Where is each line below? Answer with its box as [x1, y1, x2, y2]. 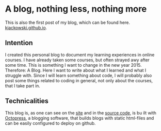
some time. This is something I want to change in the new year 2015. [5, 62, 142, 68]
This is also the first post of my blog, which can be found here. [5, 19, 130, 25]
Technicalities [5, 97, 48, 105]
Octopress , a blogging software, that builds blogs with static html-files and [5, 115, 154, 121]
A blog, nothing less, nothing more [5, 3, 147, 15]
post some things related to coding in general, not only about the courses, [5, 77, 153, 83]
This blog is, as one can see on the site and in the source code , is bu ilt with [5, 110, 157, 115]
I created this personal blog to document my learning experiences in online [5, 52, 155, 57]
